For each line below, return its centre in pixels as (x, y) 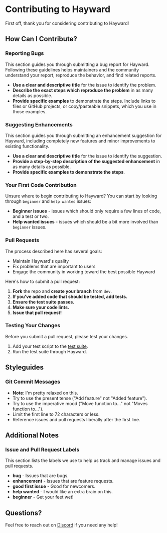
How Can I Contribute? (41, 39)
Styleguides (25, 368)
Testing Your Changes (33, 326)
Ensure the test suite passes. (43, 302)
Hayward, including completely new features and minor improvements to (80, 141)
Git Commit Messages (33, 382)
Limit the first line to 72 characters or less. (56, 414)
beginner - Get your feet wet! (43, 497)
